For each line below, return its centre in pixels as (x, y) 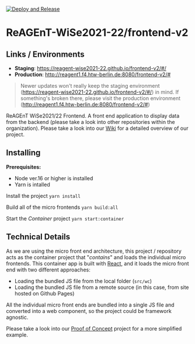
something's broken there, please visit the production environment (100, 98)
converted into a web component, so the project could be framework (89, 311)
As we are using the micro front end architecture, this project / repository (94, 251)
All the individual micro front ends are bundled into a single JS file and (90, 305)
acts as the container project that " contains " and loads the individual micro (96, 257)
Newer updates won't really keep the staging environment (90, 86)
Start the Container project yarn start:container (65, 218)
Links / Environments (45, 54)
